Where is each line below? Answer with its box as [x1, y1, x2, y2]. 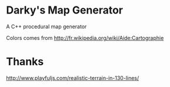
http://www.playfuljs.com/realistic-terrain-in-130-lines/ [6, 74, 139, 81]
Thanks [6, 55, 44, 68]
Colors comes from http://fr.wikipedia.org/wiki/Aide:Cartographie [6, 34, 164, 41]
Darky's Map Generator [6, 4, 124, 17]
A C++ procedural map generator [6, 23, 87, 30]
